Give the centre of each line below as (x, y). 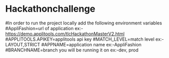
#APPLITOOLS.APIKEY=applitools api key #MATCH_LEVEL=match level (80, 39)
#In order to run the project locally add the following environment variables (84, 23)
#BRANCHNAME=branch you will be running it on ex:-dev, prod (72, 50)
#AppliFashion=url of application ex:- (44, 28)
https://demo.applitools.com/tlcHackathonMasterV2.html (65, 34)
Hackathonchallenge (50, 9)
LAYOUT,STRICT (23, 44)
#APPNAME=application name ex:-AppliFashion (91, 44)
